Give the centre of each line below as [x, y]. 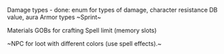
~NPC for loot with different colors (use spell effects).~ [84, 43]
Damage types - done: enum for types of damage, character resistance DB [112, 10]
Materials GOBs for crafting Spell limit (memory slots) [82, 30]
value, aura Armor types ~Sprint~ [54, 17]
